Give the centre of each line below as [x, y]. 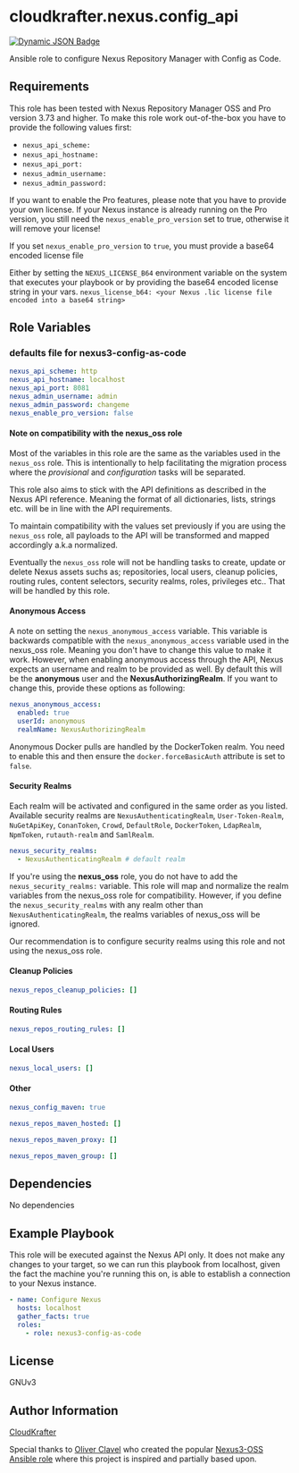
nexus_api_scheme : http [54, 372]
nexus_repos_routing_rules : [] [67, 1029]
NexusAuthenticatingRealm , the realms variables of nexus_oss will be [135, 914]
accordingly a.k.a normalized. [64, 545]
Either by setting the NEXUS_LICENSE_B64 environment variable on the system [148, 272]
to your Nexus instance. [53, 1283]
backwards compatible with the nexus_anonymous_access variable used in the [149, 640]
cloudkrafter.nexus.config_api [124, 17]
